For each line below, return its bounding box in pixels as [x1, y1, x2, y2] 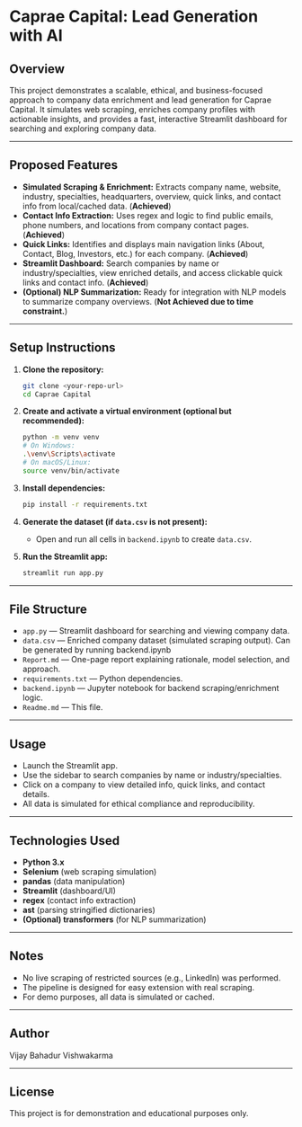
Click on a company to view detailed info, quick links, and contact [22, 779, 266, 790]
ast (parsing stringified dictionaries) [22, 904, 155, 915]
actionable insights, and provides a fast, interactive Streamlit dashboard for [9, 114, 288, 124]
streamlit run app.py [22, 568, 103, 577]
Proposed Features [9, 157, 119, 173]
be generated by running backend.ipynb [22, 644, 172, 655]
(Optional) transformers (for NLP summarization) [22, 914, 207, 925]
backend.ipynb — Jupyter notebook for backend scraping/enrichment [22, 683, 280, 694]
